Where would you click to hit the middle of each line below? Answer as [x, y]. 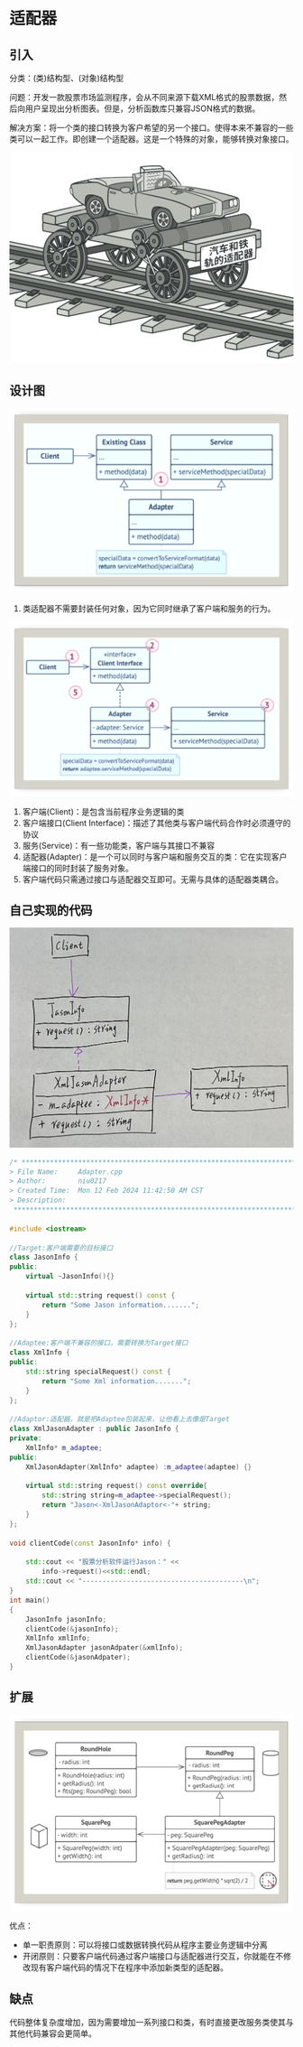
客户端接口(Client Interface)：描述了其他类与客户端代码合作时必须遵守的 [156, 823]
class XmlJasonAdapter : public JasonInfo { [94, 1429]
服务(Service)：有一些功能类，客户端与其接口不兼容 [119, 845]
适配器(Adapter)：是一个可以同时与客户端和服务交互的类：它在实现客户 [155, 856]
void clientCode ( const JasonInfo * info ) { [90, 1543]
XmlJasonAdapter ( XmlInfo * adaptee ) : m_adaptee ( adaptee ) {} [139, 1467]
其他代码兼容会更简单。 [53, 2033]
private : [26, 1438]
